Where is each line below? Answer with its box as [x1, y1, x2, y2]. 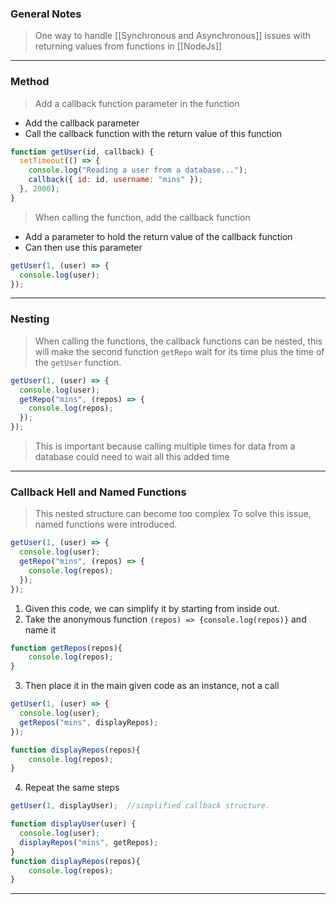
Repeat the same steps [24, 782, 120, 794]
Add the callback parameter [24, 117, 140, 129]
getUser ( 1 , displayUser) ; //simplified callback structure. [10, 801, 271, 811]
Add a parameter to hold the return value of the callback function [24, 230, 293, 242]
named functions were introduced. [34, 518, 178, 531]
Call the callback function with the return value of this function [24, 127, 283, 139]
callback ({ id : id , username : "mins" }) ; [28, 175, 203, 185]
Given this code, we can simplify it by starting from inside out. [24, 602, 280, 614]
